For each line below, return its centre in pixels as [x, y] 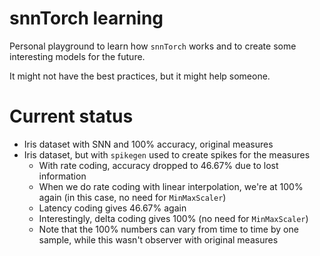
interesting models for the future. [77, 56]
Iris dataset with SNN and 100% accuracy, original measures [148, 144]
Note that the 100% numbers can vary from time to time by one [168, 229]
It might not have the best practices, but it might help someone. [140, 76]
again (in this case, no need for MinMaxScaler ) [132, 197]
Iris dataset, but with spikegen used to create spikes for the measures [167, 154]
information [62, 176]
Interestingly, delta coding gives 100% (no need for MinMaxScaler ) [173, 218]
